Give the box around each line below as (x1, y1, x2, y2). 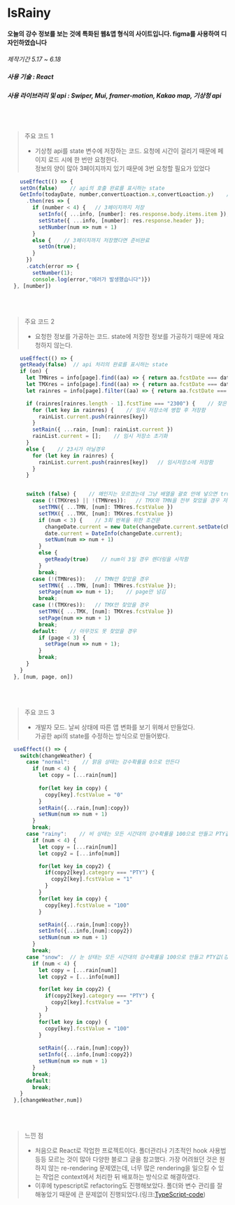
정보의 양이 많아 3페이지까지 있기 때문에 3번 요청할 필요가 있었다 (34, 164, 211, 173)
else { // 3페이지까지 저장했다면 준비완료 (32, 237, 150, 244)
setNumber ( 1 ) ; (32, 269, 73, 277)
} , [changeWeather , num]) (13, 1097, 83, 1104)
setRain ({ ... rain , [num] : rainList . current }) (32, 426, 173, 433)
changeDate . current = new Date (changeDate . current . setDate (44, 523, 220, 531)
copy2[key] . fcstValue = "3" (51, 999, 133, 1006)
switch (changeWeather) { (20, 752, 92, 759)
